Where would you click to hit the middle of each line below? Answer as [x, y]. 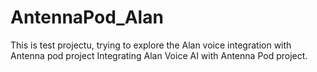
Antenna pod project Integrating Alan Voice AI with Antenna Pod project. [159, 55]
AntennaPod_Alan [87, 17]
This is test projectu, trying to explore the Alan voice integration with [151, 45]
